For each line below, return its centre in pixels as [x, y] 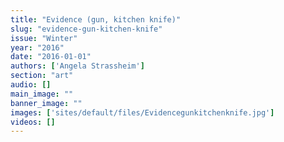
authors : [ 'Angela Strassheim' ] [77, 66]
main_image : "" [42, 94]
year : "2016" [37, 47]
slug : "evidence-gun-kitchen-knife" [86, 29]
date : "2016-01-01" [51, 57]
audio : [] [31, 85]
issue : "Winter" [44, 38]
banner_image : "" [46, 103]
